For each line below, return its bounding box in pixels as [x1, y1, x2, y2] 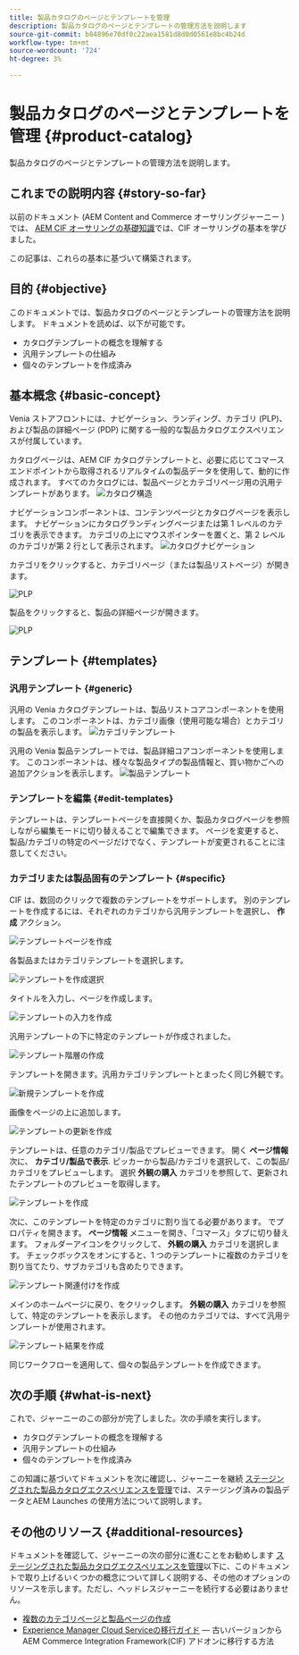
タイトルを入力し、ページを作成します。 [9, 993, 158, 1004]
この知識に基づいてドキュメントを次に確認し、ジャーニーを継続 [9, 1474, 244, 1484]
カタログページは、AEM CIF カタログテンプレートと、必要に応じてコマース [9, 455, 285, 466]
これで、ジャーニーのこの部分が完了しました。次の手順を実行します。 [9, 1413, 266, 1424]
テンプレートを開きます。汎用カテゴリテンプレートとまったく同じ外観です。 [9, 1069, 288, 1080]
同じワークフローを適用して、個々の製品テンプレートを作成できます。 [9, 1359, 266, 1370]
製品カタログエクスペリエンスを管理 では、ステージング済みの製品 [39, 1484, 283, 1495]
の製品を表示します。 [9, 727, 87, 737]
